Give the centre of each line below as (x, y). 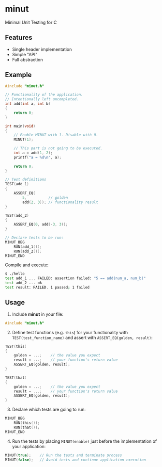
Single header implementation (42, 49)
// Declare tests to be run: (34, 238)
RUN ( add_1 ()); (28, 247)
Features (19, 38)
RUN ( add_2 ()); (28, 251)
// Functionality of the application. (44, 95)
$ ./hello (15, 274)
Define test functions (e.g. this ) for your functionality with (70, 332)
